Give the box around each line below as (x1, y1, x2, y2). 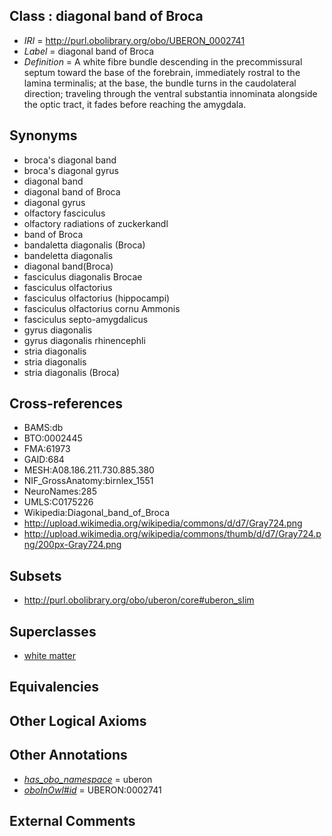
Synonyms (9, 127, 78, 144)
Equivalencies (9, 679, 99, 696)
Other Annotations (9, 747, 128, 764)
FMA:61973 (23, 443, 71, 455)
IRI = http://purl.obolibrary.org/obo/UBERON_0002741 (23, 34, 246, 46)
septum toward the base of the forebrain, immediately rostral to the (23, 66, 301, 78)
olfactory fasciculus (23, 207, 106, 219)
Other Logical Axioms (9, 712, 147, 729)
